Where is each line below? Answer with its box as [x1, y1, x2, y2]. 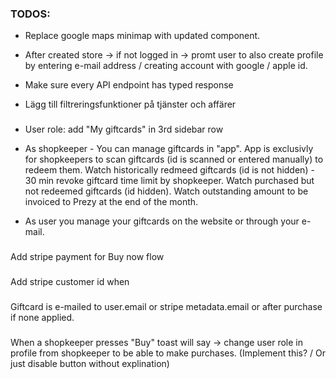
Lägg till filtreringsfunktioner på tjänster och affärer [24, 98, 237, 111]
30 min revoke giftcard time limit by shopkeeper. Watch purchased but [24, 175, 315, 187]
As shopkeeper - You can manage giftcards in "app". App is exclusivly [24, 143, 314, 155]
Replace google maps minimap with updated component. [24, 30, 261, 42]
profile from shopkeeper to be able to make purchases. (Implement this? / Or [10, 347, 326, 359]
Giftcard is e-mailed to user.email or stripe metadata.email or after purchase [10, 300, 323, 312]
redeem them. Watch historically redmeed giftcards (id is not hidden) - [24, 164, 315, 176]
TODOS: [10, 7, 51, 21]
